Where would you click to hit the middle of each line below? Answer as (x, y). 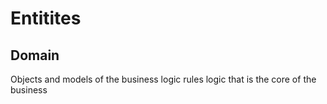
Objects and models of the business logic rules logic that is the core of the (163, 79)
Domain (35, 55)
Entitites (46, 18)
